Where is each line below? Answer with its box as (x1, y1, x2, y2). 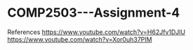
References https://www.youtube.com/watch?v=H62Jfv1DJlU (7, 28, 186, 36)
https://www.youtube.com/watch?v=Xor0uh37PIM (7, 35, 152, 43)
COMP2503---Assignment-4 (7, 5, 180, 21)
